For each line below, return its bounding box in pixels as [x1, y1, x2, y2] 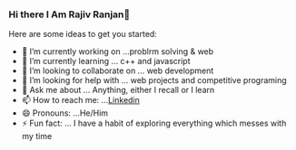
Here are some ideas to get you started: [8, 29, 158, 40]
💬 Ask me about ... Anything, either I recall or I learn [21, 85, 215, 96]
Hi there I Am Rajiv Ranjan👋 [8, 8, 131, 21]
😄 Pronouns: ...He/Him [21, 108, 109, 118]
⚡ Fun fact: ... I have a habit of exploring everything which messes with [21, 117, 287, 129]
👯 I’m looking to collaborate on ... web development [21, 65, 214, 76]
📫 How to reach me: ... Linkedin [21, 95, 140, 106]
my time [21, 131, 53, 142]
